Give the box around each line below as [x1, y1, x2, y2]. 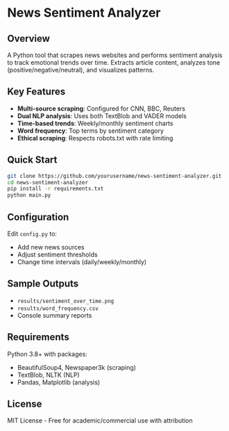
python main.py [7, 192, 51, 199]
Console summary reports [17, 311, 92, 319]
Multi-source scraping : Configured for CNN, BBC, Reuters [17, 104, 186, 113]
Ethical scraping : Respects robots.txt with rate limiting [17, 133, 173, 142]
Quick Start [7, 154, 58, 166]
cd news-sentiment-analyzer [7, 179, 89, 186]
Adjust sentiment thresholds [17, 250, 99, 259]
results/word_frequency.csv [17, 304, 99, 312]
